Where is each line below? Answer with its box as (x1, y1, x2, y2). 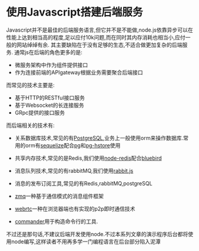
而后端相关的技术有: (6, 122, 55, 129)
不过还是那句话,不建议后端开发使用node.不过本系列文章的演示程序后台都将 (6, 230, 188, 237)
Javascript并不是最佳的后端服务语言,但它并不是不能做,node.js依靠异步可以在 (6, 26, 193, 33)
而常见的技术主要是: (6, 81, 55, 88)
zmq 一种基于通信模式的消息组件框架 (14, 192, 104, 200)
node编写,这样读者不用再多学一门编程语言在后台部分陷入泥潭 (11, 238, 161, 245)
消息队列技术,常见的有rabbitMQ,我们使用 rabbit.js (14, 167, 134, 174)
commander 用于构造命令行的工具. (14, 218, 98, 225)
